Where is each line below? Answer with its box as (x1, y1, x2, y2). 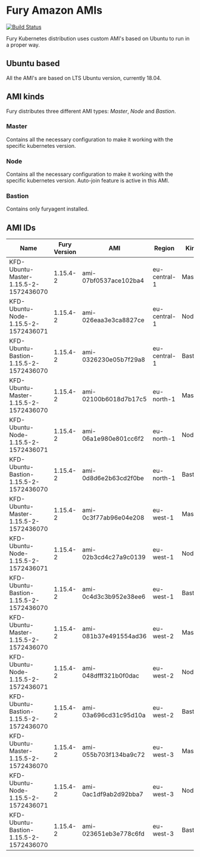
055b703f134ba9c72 (82, 751, 145, 759)
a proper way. (6, 41, 40, 48)
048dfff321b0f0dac (82, 672, 140, 680)
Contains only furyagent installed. (6, 205, 89, 212)
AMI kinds (6, 92, 45, 102)
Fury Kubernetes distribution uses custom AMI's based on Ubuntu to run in (6, 35, 190, 42)
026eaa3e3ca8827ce (82, 316, 145, 324)
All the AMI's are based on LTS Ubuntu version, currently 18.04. (6, 74, 162, 81)
